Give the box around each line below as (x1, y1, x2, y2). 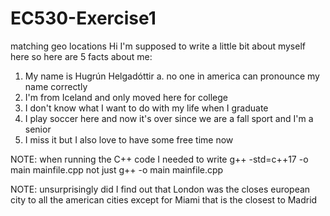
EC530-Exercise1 (10, 7, 157, 30)
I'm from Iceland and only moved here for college (24, 91, 228, 103)
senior (24, 123, 52, 135)
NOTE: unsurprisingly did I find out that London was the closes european (10, 183, 311, 195)
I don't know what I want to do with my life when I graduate (24, 102, 269, 114)
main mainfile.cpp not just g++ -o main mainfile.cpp (10, 163, 224, 176)
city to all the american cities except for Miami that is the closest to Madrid (10, 193, 318, 206)
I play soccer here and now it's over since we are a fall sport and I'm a (24, 112, 314, 124)
